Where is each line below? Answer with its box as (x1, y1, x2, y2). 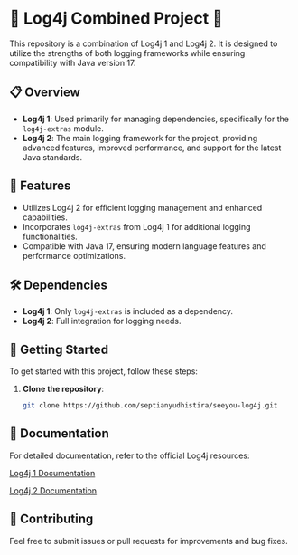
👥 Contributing (9, 512, 94, 527)
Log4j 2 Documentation (9, 484, 98, 496)
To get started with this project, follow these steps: (9, 366, 199, 377)
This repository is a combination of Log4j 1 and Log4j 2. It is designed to (9, 38, 278, 49)
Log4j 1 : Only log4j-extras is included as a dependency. (22, 306, 233, 317)
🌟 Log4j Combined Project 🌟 (9, 8, 223, 29)
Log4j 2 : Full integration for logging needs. (22, 316, 182, 327)
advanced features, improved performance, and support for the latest (22, 142, 282, 153)
